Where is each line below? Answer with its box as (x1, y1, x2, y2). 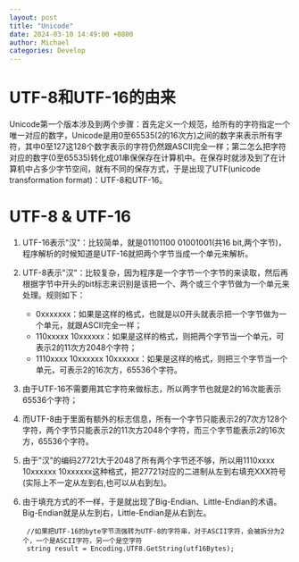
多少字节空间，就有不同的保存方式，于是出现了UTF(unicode (39, 164, 261, 174)
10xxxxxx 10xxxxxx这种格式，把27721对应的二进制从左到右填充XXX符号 (21, 466, 287, 476)
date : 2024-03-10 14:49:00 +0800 (9, 29, 134, 38)
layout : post (9, 13, 58, 22)
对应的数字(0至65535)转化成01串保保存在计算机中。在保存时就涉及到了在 (9, 153, 278, 164)
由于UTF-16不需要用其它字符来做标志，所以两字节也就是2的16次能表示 (21, 383, 282, 394)
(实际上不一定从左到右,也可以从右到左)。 (21, 477, 172, 488)
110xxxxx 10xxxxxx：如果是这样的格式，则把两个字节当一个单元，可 (35, 331, 285, 341)
